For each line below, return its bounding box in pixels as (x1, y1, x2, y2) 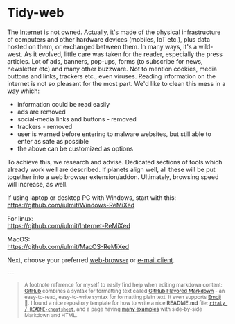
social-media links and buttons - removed (17, 114, 137, 123)
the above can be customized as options (17, 144, 134, 153)
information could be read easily (17, 100, 110, 108)
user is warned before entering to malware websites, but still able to (17, 130, 211, 138)
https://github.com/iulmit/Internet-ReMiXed (7, 221, 130, 230)
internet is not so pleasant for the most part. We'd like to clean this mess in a (7, 79, 226, 87)
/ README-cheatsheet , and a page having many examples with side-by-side (24, 305, 202, 313)
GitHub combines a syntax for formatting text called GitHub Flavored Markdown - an (24, 287, 225, 294)
